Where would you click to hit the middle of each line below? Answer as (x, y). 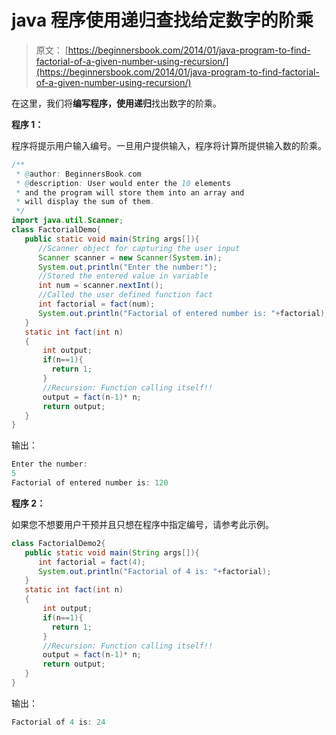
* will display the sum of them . (85, 202)
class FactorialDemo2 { (58, 543)
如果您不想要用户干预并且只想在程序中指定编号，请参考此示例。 (142, 524)
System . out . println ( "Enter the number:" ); (127, 267)
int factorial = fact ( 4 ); (91, 562)
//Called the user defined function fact (125, 295)
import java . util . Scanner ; (67, 221)
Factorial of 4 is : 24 (58, 722)
